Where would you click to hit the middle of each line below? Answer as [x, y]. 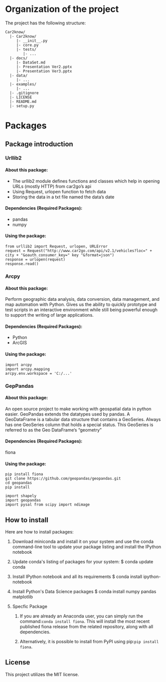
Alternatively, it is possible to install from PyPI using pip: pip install [89, 641]
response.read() [22, 264]
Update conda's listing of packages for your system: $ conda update [83, 561]
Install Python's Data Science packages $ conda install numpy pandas [84, 591]
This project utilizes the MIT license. [42, 674]
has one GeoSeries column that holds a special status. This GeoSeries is [79, 425]
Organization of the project [62, 9]
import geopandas [23, 501]
